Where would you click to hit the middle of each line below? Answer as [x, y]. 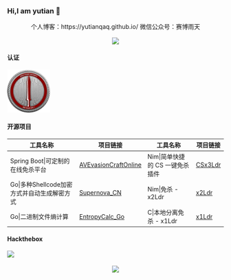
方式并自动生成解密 [37, 193]
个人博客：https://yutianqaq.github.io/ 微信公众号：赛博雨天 [115, 27]
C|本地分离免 [166, 213]
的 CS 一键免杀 [168, 165]
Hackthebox [25, 239]
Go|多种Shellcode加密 [41, 184]
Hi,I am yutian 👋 [34, 11]
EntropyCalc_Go [102, 216]
